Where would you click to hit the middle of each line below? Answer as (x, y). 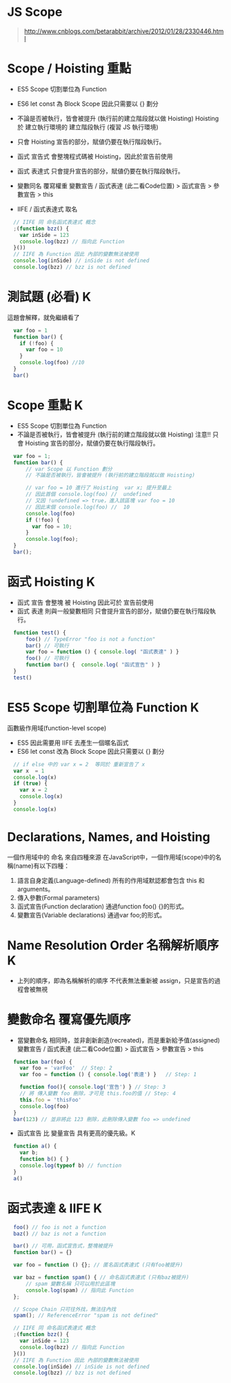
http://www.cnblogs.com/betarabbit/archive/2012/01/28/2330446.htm (124, 31)
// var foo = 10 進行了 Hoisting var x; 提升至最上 (99, 488)
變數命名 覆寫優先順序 (69, 1019)
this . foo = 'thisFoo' (50, 1100)
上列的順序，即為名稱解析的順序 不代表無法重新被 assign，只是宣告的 (116, 980)
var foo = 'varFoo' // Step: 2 (66, 1068)
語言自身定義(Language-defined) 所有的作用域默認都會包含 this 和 (111, 880)
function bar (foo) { (43, 1062)
